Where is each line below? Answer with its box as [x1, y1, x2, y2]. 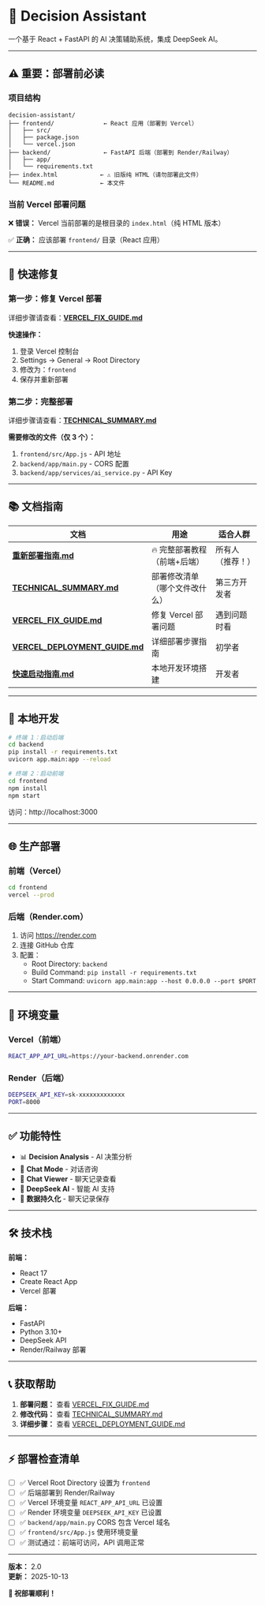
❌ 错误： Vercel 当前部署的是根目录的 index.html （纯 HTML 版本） [8, 218, 226, 227]
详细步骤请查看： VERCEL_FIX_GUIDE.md [8, 313, 144, 322]
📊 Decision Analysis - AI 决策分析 [19, 1151, 132, 1161]
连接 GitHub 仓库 [19, 941, 75, 950]
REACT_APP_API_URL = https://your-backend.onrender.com [8, 1052, 189, 1060]
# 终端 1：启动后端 [8, 733, 64, 741]
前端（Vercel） [8, 865, 66, 876]
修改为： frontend [19, 365, 77, 374]
